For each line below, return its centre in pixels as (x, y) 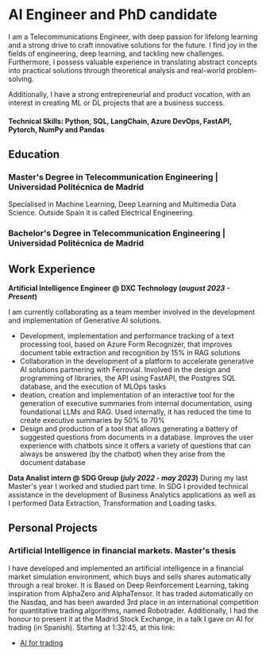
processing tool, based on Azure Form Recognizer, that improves (126, 344)
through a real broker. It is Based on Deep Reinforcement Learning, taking (129, 585)
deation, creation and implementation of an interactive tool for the (127, 394)
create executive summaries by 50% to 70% (92, 420)
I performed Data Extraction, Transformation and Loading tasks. (112, 503)
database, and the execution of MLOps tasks (93, 386)
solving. (21, 79)
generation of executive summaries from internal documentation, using (136, 403)
